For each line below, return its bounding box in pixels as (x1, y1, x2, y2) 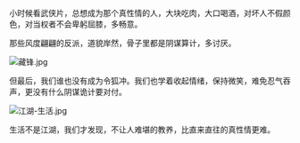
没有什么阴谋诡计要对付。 (32, 87, 127, 97)
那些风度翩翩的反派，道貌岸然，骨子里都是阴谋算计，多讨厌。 (9, 38, 237, 48)
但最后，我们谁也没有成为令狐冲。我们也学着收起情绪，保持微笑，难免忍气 (9, 75, 283, 86)
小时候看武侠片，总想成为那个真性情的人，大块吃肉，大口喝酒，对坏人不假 (9, 8, 283, 18)
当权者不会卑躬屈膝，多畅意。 (32, 19, 143, 29)
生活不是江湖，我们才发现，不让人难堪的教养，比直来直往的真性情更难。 (9, 124, 275, 135)
